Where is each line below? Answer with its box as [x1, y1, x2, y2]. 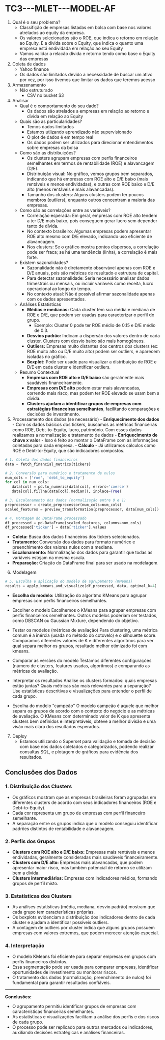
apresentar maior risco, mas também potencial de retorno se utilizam [12, 865, 152, 871]
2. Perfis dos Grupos [5, 838, 55, 845]
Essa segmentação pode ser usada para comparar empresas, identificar [12, 964, 159, 970]
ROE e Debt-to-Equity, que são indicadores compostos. [12, 447, 125, 453]
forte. [27, 254, 38, 260]
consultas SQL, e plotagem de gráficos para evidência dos [19, 749, 138, 755]
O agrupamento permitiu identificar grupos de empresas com [12, 1003, 137, 1009]
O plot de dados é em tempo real [27, 134, 94, 140]
